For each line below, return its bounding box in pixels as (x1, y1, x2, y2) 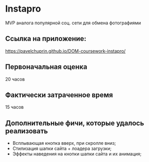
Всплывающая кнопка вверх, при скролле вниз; (12, 140, 116, 146)
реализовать (5, 127, 48, 135)
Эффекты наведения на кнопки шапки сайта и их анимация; (12, 151, 142, 157)
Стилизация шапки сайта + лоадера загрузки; (12, 145, 112, 152)
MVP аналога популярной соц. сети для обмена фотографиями (5, 20, 141, 26)
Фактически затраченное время (5, 91, 113, 99)
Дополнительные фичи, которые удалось (5, 118, 144, 127)
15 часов (5, 104, 24, 110)
